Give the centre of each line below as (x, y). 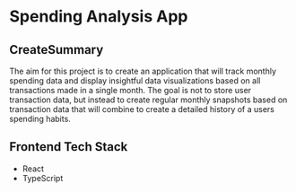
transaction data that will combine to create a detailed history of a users (142, 109)
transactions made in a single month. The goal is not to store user (131, 90)
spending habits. (40, 119)
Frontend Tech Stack (69, 147)
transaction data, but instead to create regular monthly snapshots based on (148, 100)
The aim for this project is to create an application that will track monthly (143, 71)
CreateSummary (57, 50)
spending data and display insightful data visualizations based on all (135, 81)
